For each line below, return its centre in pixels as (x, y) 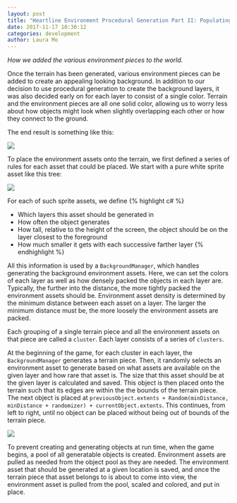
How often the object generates (63, 222)
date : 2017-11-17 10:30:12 (47, 27)
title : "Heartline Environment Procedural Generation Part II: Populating (120, 20)
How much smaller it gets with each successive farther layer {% (110, 244)
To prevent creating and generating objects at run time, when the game (111, 447)
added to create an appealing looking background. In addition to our (106, 81)
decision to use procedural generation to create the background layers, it (114, 89)
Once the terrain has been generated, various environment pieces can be (114, 74)
